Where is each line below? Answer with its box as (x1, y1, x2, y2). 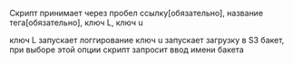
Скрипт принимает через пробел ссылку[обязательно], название (9, 8, 264, 18)
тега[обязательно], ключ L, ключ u (9, 17, 143, 28)
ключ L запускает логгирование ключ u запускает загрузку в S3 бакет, (9, 35, 285, 45)
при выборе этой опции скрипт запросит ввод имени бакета (9, 44, 245, 55)
